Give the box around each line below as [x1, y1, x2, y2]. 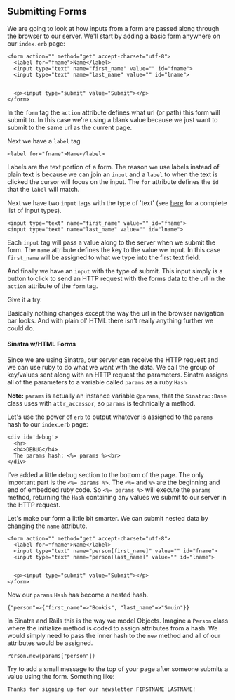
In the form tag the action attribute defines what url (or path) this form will [7, 108, 220, 117]
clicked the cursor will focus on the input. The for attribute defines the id [7, 177, 219, 186]
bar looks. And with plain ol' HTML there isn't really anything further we [7, 316, 214, 325]
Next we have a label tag [7, 136, 81, 145]
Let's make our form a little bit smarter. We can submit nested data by [7, 514, 208, 523]
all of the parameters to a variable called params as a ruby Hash [7, 378, 187, 387]
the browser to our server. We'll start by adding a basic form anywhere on [7, 32, 221, 40]
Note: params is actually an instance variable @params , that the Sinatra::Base [7, 391, 227, 400]
